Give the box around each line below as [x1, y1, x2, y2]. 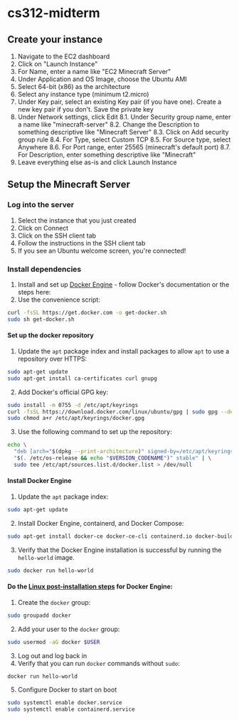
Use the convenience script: [17, 295, 101, 304]
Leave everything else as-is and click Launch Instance [17, 158, 178, 166]
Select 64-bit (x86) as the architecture [17, 83, 131, 90]
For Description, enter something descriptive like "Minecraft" [17, 151, 196, 159]
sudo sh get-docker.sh [7, 315, 75, 323]
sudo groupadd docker [7, 612, 72, 619]
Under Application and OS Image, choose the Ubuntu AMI [17, 75, 187, 83]
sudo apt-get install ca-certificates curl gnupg [7, 375, 158, 382]
